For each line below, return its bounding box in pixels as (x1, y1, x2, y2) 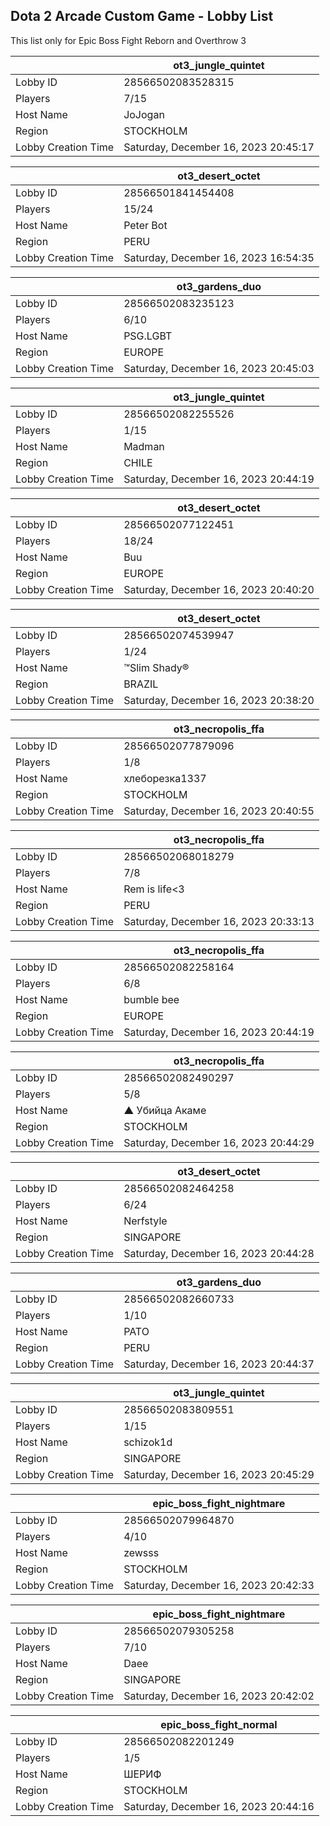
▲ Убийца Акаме (123, 1103, 207, 1117)
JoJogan (123, 107, 165, 121)
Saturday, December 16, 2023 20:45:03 (123, 361, 315, 375)
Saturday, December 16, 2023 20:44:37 (123, 1357, 315, 1371)
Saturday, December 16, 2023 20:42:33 (123, 1578, 315, 1592)
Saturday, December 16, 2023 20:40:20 (123, 582, 315, 596)
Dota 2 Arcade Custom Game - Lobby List (10, 8, 274, 25)
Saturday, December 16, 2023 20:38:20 (123, 693, 315, 707)
